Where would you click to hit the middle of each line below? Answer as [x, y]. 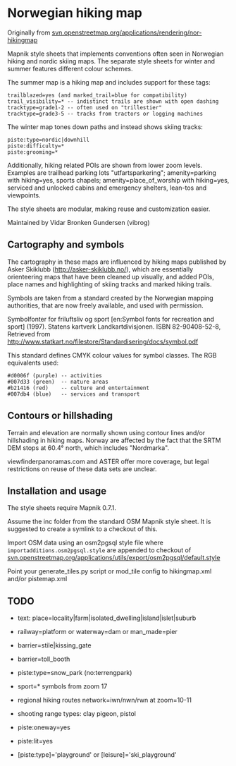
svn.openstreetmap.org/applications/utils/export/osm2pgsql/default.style [114, 558]
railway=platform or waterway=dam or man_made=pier [97, 632]
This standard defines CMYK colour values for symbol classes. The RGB [112, 355]
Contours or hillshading [60, 416]
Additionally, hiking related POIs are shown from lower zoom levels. [105, 165]
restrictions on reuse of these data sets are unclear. [82, 469]
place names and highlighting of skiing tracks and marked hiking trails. [110, 284]
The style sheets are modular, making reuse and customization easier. [109, 209]
